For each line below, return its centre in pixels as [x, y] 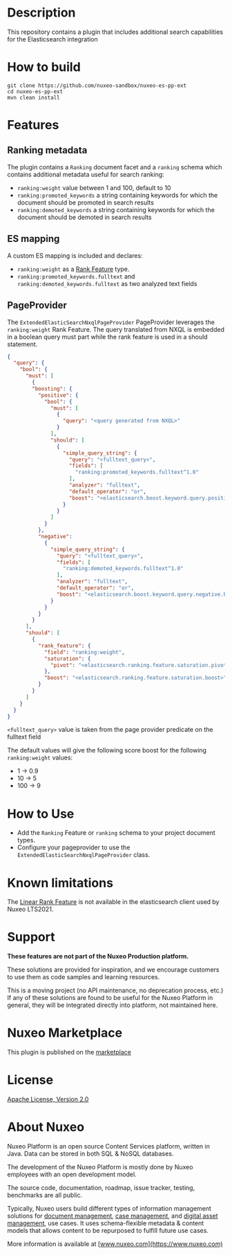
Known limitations [60, 883]
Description [41, 13]
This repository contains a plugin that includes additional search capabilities [115, 32]
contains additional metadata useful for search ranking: [86, 174]
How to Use [41, 814]
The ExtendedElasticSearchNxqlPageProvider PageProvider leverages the [111, 322]
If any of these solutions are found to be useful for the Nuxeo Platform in [110, 998]
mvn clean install [33, 97]
